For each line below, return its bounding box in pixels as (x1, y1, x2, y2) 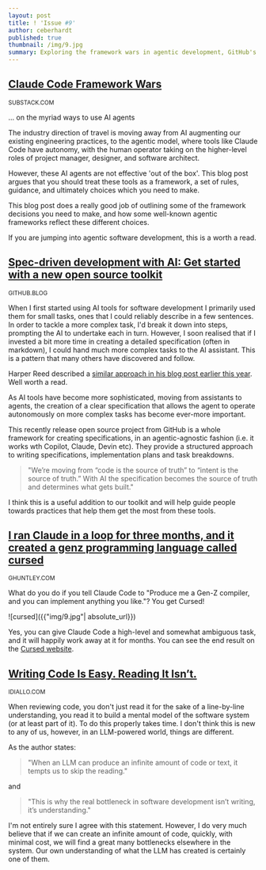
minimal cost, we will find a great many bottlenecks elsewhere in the (8, 838, 231, 847)
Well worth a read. (8, 377, 68, 386)
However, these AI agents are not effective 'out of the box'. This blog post (8, 168, 249, 178)
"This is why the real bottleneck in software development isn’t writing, (27, 797, 256, 807)
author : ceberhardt (8, 26, 73, 34)
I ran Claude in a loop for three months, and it (8, 529, 235, 542)
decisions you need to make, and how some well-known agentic (8, 209, 218, 218)
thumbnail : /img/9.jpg (8, 41, 83, 49)
